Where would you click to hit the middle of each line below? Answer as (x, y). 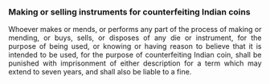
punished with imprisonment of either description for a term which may (135, 63)
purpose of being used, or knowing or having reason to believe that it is (135, 46)
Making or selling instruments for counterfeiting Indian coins (129, 12)
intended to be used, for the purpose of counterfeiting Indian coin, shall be (135, 55)
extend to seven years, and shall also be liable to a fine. (100, 72)
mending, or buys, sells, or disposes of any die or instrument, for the (135, 38)
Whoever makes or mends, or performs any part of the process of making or (135, 30)
